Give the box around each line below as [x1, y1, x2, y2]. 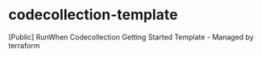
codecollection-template [8, 6, 178, 24]
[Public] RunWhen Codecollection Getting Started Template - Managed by [8, 32, 254, 42]
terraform [8, 40, 40, 50]
